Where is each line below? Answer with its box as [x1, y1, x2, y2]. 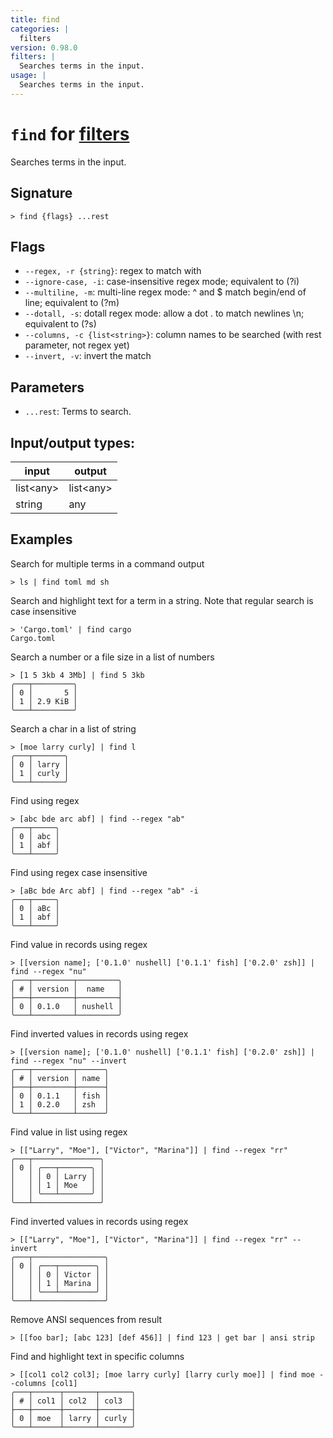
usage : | [10, 71, 47, 81]
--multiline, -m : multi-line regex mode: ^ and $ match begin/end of [24, 286, 307, 298]
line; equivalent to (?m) [24, 297, 120, 309]
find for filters [10, 122, 130, 145]
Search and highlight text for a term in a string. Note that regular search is [10, 594, 314, 606]
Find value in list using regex [10, 1126, 128, 1138]
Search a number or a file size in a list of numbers [10, 651, 215, 663]
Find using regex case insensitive [10, 866, 148, 878]
